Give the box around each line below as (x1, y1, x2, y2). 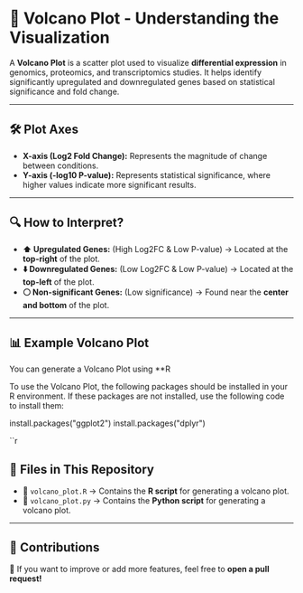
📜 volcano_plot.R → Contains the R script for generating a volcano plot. (22, 485, 289, 496)
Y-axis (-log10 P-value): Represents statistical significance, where (22, 169, 271, 180)
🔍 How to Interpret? (9, 215, 124, 231)
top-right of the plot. (22, 253, 101, 264)
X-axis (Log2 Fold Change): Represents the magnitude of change (22, 150, 268, 161)
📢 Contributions (9, 540, 100, 555)
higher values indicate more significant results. (22, 179, 197, 190)
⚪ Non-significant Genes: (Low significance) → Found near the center (22, 287, 289, 297)
